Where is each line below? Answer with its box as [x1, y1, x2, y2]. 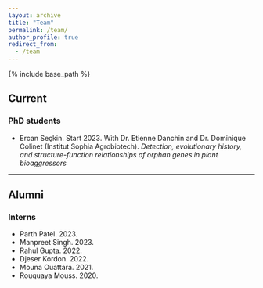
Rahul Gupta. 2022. [19, 246, 82, 255]
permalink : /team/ [8, 26, 68, 34]
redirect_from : [8, 41, 58, 49]
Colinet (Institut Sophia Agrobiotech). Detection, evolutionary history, [19, 142, 243, 151]
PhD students [8, 115, 61, 126]
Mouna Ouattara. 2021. [19, 263, 94, 272]
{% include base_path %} [8, 70, 91, 78]
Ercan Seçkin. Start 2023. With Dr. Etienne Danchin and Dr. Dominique [19, 133, 247, 142]
